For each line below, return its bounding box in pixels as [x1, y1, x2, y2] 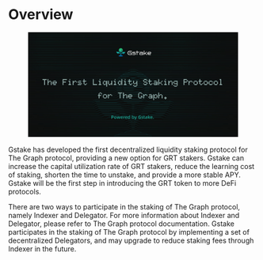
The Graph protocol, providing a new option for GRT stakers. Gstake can [8, 153, 244, 163]
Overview [8, 6, 74, 24]
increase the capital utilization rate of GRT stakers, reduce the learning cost [8, 161, 255, 171]
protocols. [8, 187, 42, 196]
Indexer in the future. [8, 243, 77, 254]
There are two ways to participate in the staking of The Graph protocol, [8, 202, 240, 211]
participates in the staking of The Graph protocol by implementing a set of [8, 227, 250, 236]
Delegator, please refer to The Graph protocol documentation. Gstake [8, 219, 235, 228]
